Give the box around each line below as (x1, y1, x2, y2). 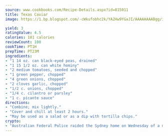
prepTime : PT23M (5, 48, 39, 54)
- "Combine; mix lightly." (5, 104, 61, 110)
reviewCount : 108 (5, 39, 41, 45)
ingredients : (5, 53, 32, 58)
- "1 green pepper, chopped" (5, 72, 66, 77)
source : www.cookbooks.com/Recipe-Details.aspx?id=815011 (5, 7, 128, 12)
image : (5, 16, 19, 21)
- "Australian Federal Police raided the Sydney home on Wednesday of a (5, 123, 160, 128)
